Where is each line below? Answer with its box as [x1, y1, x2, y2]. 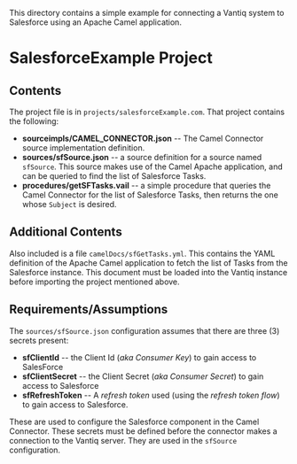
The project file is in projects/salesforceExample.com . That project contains [9, 106, 285, 117]
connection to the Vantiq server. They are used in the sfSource [9, 435, 238, 445]
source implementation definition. [21, 143, 145, 153]
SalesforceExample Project [9, 48, 213, 68]
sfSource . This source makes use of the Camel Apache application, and [21, 161, 284, 172]
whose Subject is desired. [21, 199, 117, 209]
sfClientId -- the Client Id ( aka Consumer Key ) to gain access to [21, 352, 257, 362]
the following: [9, 116, 59, 127]
